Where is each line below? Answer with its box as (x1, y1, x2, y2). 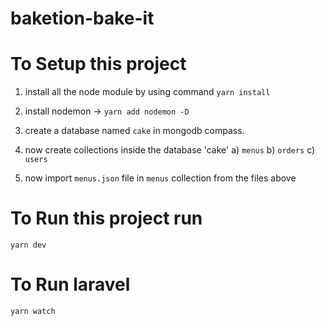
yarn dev (10, 240, 47, 251)
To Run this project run (10, 207, 203, 230)
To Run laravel (10, 273, 131, 296)
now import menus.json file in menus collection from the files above (24, 172, 297, 184)
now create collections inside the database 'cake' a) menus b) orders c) (24, 144, 316, 156)
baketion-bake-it (10, 7, 155, 30)
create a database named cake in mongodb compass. (24, 125, 245, 137)
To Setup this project (10, 53, 187, 76)
